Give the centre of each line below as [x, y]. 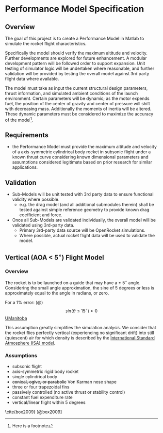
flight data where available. [32, 79]
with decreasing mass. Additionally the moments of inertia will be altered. [78, 109]
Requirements [27, 135]
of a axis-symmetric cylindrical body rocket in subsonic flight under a [81, 152]
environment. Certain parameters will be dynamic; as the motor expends [77, 98]
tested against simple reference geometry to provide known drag [84, 210]
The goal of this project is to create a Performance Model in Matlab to [74, 38]
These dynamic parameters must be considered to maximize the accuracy [79, 114]
